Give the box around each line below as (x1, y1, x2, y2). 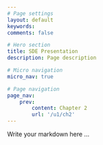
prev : (19, 98, 36, 105)
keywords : (7, 23, 36, 30)
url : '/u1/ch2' (32, 111, 76, 118)
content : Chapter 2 (32, 104, 88, 112)
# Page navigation (7, 85, 60, 93)
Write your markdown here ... (7, 130, 90, 138)
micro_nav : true (7, 73, 54, 80)
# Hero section (7, 42, 51, 49)
